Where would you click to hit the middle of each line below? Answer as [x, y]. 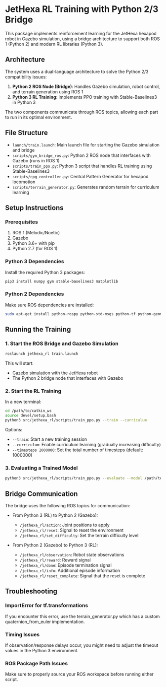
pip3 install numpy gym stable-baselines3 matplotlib [62, 281]
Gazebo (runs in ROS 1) [36, 160]
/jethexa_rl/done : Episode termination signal [66, 565]
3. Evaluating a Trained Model [41, 468]
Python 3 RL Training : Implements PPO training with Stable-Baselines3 [84, 97]
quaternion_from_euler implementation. [45, 621]
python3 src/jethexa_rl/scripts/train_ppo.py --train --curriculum [76, 420]
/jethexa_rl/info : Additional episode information [70, 571]
